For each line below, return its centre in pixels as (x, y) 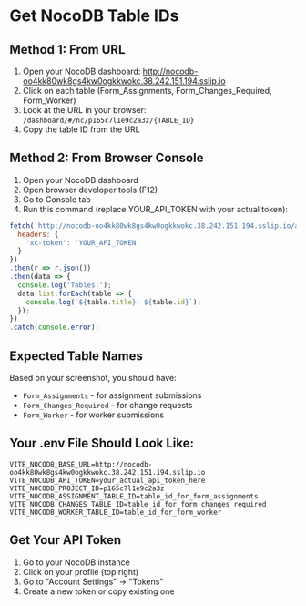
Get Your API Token (66, 540)
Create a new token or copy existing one (98, 591)
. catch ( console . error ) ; (55, 328)
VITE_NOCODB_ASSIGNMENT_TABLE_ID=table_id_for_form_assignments (134, 496)
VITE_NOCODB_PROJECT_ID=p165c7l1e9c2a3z (87, 488)
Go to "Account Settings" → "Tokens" (93, 581)
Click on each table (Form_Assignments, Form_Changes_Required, (147, 91)
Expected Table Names (76, 356)
